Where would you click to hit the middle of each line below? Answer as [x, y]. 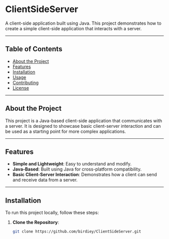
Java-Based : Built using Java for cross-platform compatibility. [77, 169]
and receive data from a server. [45, 180]
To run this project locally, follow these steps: [52, 213]
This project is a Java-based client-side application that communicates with [84, 121]
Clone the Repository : [36, 222]
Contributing [25, 83]
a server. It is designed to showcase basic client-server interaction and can [83, 126]
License [21, 88]
